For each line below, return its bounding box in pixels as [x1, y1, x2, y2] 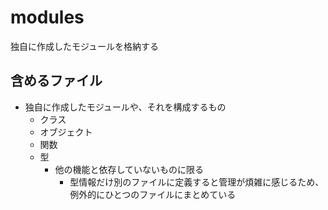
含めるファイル [10, 72, 103, 90]
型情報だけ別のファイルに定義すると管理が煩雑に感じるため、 [69, 176, 325, 188]
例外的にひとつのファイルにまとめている [69, 188, 237, 200]
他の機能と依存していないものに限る [54, 163, 204, 175]
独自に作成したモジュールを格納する [10, 40, 160, 52]
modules [10, 6, 85, 29]
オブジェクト [39, 126, 93, 138]
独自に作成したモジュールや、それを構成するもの [24, 101, 227, 113]
